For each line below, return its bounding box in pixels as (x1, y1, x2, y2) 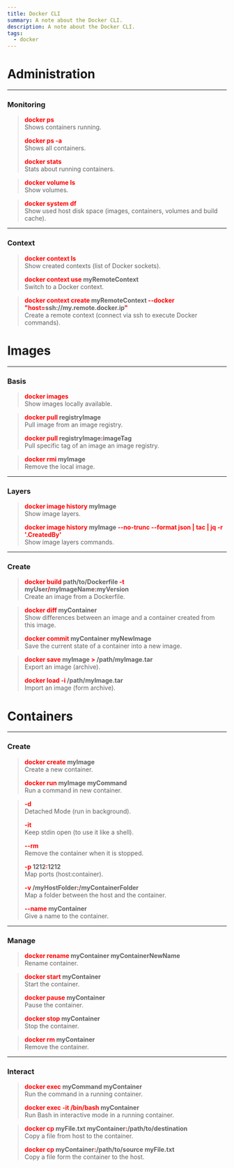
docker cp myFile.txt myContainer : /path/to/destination (24, 1125, 188, 1133)
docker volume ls (24, 179, 75, 187)
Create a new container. (24, 765, 93, 774)
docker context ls (24, 254, 77, 263)
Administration (7, 66, 95, 82)
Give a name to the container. (24, 912, 109, 920)
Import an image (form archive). (24, 683, 116, 692)
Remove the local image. (24, 462, 95, 471)
